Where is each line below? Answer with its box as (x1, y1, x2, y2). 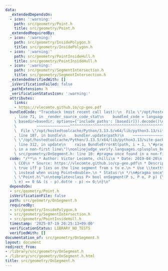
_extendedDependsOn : (9, 12, 52, 17)
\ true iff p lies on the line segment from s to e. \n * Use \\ (14, 165, 151, 170)
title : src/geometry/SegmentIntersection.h (14, 72, 106, 77)
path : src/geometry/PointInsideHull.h (14, 53, 95, 59)
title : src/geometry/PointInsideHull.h (14, 58, 97, 63)
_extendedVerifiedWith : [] (9, 77, 66, 82)
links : (14, 100, 28, 105)
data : (5, 7, 16, 12)
